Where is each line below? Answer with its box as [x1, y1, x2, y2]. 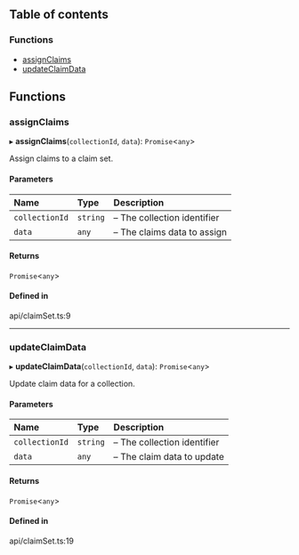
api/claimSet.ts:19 [9, 535, 74, 546]
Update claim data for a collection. [9, 378, 135, 390]
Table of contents [9, 7, 109, 22]
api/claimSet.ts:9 [9, 310, 71, 321]
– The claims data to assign [113, 226, 228, 238]
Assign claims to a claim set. [9, 153, 114, 164]
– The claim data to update [113, 451, 225, 463]
